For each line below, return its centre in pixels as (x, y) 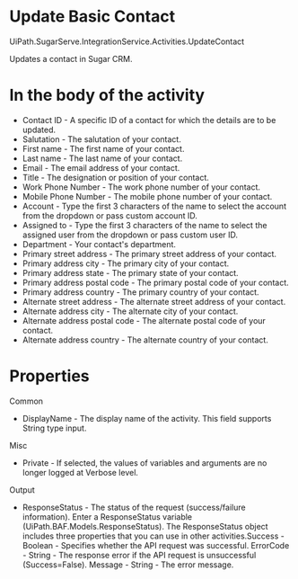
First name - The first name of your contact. (103, 148)
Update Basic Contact (92, 17)
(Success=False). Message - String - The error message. (128, 565)
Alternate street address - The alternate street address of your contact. (154, 301)
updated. (39, 129)
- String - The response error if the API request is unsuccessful (139, 555)
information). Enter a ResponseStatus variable (107, 517)
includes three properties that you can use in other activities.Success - (153, 536)
